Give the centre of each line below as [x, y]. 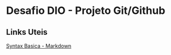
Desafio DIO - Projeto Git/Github [86, 11]
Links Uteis [27, 32]
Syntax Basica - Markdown [39, 46]
